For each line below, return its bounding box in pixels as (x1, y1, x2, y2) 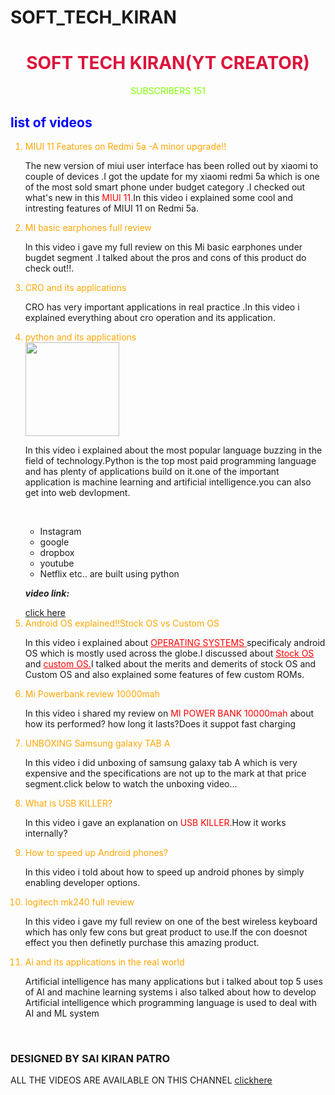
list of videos (10, 114, 93, 131)
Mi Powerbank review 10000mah (24, 687, 161, 700)
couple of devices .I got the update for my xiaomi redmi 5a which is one (24, 170, 320, 182)
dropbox (39, 546, 75, 558)
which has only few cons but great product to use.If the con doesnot (24, 926, 308, 938)
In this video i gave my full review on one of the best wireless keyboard (24, 915, 318, 927)
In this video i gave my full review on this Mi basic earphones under (24, 241, 303, 253)
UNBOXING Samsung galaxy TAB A (24, 737, 171, 749)
